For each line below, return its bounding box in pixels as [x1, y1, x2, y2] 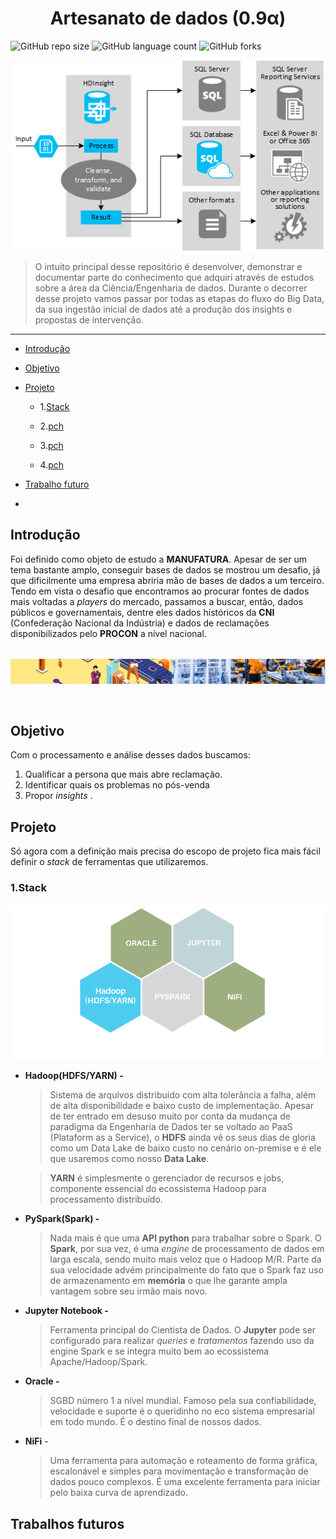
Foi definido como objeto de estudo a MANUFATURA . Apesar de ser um [10, 553, 307, 565]
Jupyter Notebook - [24, 1305, 109, 1317]
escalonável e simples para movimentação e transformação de [49, 1465, 309, 1477]
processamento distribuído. [49, 1193, 163, 1206]
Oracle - [24, 1375, 60, 1387]
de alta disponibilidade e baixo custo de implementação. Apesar [49, 1100, 315, 1112]
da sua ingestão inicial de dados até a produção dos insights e [34, 303, 293, 315]
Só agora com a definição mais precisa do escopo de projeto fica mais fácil [10, 845, 321, 857]
